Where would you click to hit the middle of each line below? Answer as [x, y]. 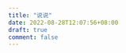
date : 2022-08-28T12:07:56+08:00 [63, 23]
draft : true [28, 30]
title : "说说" [31, 15]
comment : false [33, 37]
